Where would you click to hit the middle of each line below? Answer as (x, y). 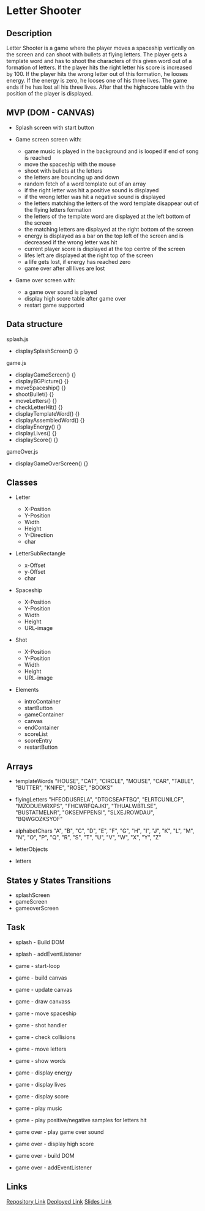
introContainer (43, 702)
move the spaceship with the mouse (70, 164)
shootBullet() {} (34, 394)
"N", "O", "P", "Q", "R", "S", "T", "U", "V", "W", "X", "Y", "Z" (88, 838)
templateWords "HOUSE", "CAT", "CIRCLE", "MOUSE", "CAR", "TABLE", (105, 781)
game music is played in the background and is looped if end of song (111, 151)
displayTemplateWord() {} (47, 413)
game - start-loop (37, 965)
